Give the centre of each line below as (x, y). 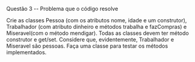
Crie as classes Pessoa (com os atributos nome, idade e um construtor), (97, 20)
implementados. (26, 52)
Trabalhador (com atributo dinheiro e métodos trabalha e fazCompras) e (97, 27)
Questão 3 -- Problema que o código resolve (62, 9)
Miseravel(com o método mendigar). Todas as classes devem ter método (98, 33)
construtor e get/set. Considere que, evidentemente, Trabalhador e (90, 39)
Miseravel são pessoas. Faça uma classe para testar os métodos (87, 46)
